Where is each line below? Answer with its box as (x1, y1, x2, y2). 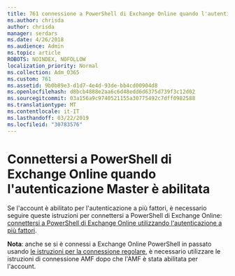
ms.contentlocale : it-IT (7, 108, 80, 115)
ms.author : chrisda (7, 17, 64, 24)
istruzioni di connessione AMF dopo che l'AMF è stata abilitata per (7, 255, 198, 263)
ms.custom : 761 (7, 75, 52, 83)
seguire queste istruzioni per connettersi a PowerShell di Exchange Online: (7, 212, 222, 220)
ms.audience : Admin (7, 43, 64, 50)
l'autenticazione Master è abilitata (7, 181, 211, 197)
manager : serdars (7, 29, 58, 37)
